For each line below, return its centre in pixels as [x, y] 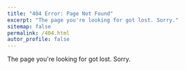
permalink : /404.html [39, 33]
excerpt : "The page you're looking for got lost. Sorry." [93, 20]
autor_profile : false [39, 40]
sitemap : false [29, 26]
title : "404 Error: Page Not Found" [60, 14]
